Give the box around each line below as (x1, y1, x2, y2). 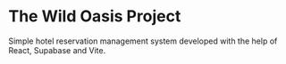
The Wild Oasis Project (8, 6, 181, 27)
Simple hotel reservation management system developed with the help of (8, 36, 278, 46)
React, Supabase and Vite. (8, 44, 106, 55)
